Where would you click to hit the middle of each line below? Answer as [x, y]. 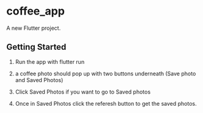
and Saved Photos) [39, 80]
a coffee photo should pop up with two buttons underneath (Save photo [105, 74]
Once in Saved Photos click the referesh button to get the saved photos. [106, 103]
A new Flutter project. [34, 28]
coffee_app [36, 11]
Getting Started [36, 47]
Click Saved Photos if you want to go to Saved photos [83, 92]
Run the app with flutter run [50, 61]
